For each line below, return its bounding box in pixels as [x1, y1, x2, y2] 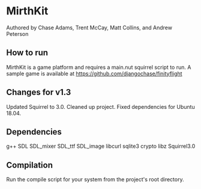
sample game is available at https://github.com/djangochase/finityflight [6, 70, 182, 77]
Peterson [6, 30, 29, 37]
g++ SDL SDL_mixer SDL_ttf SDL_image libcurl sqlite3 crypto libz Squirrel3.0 [6, 142, 196, 150]
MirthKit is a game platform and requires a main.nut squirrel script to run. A [6, 63, 191, 71]
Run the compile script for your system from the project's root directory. [6, 176, 184, 183]
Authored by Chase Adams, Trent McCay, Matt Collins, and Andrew [6, 24, 173, 31]
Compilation [6, 160, 53, 170]
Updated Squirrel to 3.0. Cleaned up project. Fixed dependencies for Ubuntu [6, 103, 195, 110]
